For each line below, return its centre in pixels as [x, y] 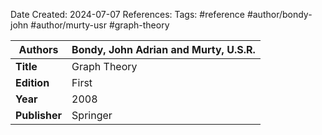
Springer [92, 115]
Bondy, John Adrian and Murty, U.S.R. [163, 49]
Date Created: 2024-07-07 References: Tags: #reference [127, 14]
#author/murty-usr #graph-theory [100, 25]
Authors [38, 49]
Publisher [39, 115]
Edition [32, 82]
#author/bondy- [279, 14]
